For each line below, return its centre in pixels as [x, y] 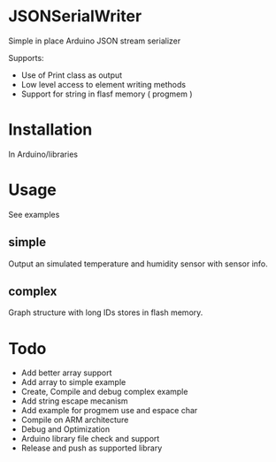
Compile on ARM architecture [75, 420]
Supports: [27, 58]
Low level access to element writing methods [103, 84]
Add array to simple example [73, 382]
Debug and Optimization [65, 429]
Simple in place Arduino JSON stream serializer [95, 41]
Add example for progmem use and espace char [109, 411]
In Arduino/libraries [43, 154]
